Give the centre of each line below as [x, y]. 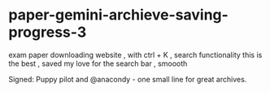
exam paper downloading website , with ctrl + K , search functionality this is [135, 55]
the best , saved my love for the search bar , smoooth [98, 64]
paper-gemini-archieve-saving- [119, 15]
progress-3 [48, 32]
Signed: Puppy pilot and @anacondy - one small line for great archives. [128, 79]
